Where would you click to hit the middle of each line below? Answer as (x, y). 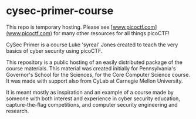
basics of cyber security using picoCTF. (54, 50)
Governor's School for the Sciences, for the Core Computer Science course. (98, 74)
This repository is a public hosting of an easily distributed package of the (94, 62)
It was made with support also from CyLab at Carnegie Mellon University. (94, 81)
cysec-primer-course (60, 11)
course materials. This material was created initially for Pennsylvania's (91, 68)
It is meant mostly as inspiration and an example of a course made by (90, 92)
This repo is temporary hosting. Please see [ (60, 27)
